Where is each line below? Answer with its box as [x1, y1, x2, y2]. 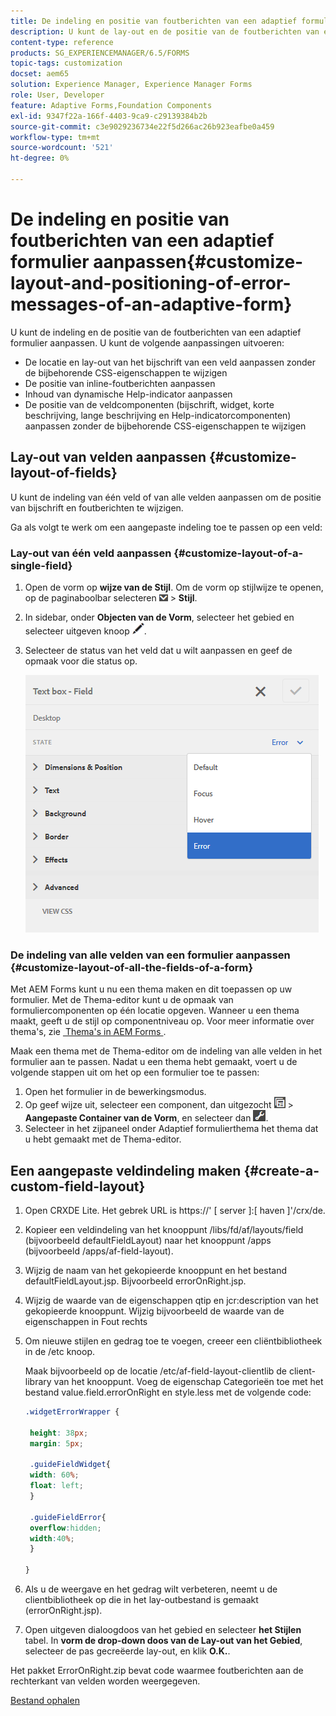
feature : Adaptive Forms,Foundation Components [10, 100, 213, 110]
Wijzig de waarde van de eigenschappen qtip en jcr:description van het [24, 1295, 319, 1307]
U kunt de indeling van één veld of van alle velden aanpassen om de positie [10, 491, 322, 503]
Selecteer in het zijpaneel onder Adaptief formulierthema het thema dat [24, 1123, 319, 1135]
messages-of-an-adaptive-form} [10, 293, 293, 316]
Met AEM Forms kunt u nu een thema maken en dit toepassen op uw [10, 983, 293, 995]
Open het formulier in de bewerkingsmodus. [24, 1086, 207, 1098]
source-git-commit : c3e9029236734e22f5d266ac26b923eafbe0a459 [10, 121, 275, 132]
